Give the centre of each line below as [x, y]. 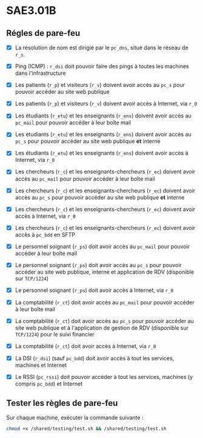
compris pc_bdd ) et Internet [49, 384]
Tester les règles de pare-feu [62, 403]
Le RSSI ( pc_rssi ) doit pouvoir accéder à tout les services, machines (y [104, 377]
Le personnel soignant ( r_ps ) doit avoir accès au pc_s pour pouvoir [98, 265]
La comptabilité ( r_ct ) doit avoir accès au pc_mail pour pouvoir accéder [105, 302]
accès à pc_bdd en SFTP [45, 234]
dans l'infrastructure [40, 73]
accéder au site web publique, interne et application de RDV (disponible [105, 272]
